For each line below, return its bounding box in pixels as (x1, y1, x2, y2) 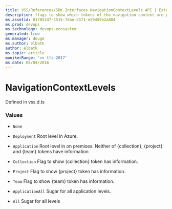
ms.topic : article (5, 50, 45, 55)
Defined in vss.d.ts (5, 99, 45, 105)
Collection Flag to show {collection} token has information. (12, 158, 138, 164)
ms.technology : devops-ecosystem (5, 27, 77, 32)
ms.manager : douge (5, 36, 45, 41)
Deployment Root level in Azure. (12, 133, 78, 139)
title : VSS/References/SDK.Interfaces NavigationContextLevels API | (5, 7, 157, 13)
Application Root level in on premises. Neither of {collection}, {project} (12, 143, 163, 149)
